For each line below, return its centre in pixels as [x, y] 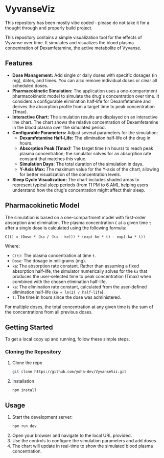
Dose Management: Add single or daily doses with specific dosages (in [84, 75]
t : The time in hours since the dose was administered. [67, 297]
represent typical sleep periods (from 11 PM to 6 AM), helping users [80, 185]
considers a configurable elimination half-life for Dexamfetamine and [81, 101]
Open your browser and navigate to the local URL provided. [72, 435]
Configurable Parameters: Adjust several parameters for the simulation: [85, 132]
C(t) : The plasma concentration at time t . [54, 255]
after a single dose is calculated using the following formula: [66, 228]
